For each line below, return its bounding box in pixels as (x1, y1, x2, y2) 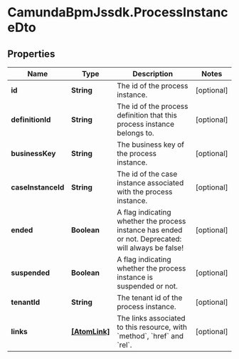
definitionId (11, 115, 51, 125)
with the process (117, 187, 173, 197)
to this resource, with (117, 322, 187, 332)
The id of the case (117, 169, 178, 179)
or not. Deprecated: (117, 234, 182, 244)
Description (132, 69, 173, 78)
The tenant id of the (117, 293, 183, 303)
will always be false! (117, 243, 184, 253)
